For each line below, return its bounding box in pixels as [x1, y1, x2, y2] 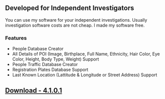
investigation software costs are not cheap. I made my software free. [5, 22, 145, 28]
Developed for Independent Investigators [5, 4, 134, 12]
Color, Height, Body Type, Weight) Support [12, 56, 99, 62]
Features [5, 34, 27, 41]
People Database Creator [12, 46, 64, 52]
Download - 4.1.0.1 [5, 86, 63, 95]
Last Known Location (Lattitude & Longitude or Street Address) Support [12, 72, 158, 78]
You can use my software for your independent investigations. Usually [5, 17, 148, 23]
